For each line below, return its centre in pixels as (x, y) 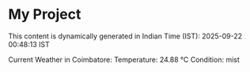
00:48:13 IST (29, 44)
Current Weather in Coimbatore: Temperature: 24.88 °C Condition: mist (124, 59)
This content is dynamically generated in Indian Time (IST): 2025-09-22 (125, 36)
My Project (45, 14)
